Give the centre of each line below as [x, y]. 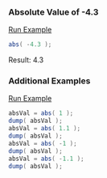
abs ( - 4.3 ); [30, 44]
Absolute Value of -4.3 [53, 12]
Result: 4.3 [26, 60]
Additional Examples [49, 81]
